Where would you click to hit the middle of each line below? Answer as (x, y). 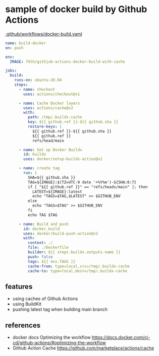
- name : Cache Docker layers (49, 103)
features (19, 286)
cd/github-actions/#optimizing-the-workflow (59, 343)
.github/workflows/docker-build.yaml (44, 34)
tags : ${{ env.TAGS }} (51, 261)
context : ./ (40, 243)
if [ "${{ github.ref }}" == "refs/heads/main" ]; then (88, 187)
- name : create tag (39, 168)
